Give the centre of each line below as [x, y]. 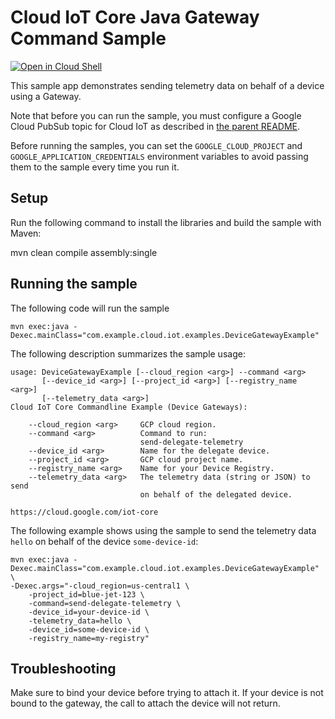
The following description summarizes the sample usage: [128, 353]
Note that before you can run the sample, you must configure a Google [156, 115]
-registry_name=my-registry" [89, 638]
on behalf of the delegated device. [216, 494]
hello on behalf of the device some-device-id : [104, 541]
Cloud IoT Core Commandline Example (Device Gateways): [129, 407]
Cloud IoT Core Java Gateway [135, 17]
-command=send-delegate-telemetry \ [105, 603]
